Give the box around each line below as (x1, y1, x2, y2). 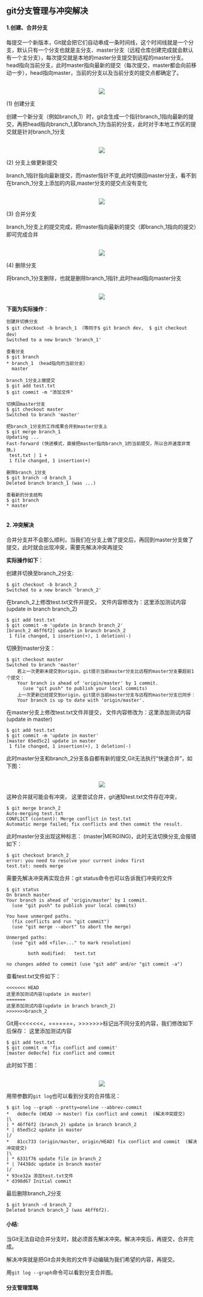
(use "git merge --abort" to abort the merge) (12, 923, 131, 930)
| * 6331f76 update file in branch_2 (6, 1155, 102, 1162)
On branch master (6, 892, 50, 898)
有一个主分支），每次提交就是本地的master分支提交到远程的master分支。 (6, 54, 187, 61)
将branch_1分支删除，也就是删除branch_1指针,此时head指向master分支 (6, 274, 182, 282)
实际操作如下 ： (6, 556, 44, 564)
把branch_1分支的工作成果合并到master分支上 (6, 423, 108, 429)
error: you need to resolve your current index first (6, 857, 145, 864)
